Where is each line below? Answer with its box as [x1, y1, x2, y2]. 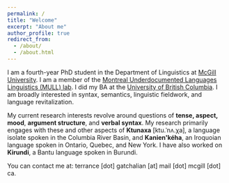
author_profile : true [7, 29, 70, 37]
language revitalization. [7, 97, 74, 106]
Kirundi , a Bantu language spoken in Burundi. [7, 148, 138, 157]
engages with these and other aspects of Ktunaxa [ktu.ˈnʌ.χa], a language [7, 126, 221, 134]
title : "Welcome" [7, 17, 58, 24]
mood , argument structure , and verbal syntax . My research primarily [7, 118, 209, 127]
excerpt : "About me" [7, 23, 68, 30]
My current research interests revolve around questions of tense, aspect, [7, 111, 218, 119]
